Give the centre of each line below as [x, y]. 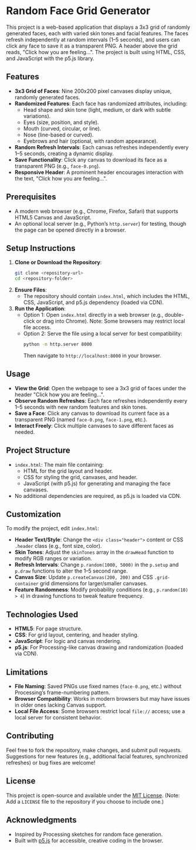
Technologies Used [42, 615]
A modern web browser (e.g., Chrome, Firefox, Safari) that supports [96, 211]
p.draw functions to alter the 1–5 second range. [71, 571]
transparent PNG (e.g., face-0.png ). [58, 166]
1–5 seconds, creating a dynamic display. [64, 153]
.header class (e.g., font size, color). [58, 546]
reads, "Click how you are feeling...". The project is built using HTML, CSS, [96, 52]
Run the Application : [40, 309]
